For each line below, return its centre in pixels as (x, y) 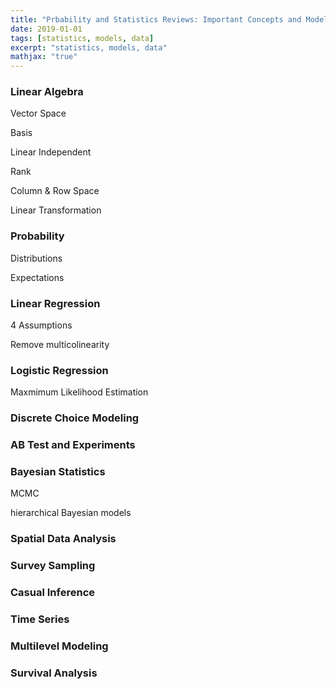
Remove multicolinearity (60, 345)
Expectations (37, 277)
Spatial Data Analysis (63, 539)
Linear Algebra (47, 92)
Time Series (40, 619)
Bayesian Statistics (58, 472)
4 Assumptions (41, 325)
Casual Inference (52, 593)
